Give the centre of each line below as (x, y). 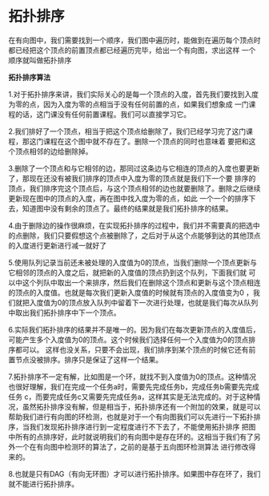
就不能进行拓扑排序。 (43, 484)
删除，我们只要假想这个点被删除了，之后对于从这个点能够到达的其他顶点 (141, 235)
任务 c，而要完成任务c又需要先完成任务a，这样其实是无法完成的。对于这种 (131, 397)
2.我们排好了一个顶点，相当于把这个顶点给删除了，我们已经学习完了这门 (127, 131)
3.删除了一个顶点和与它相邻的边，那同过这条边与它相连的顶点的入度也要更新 (134, 168)
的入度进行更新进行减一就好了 (57, 245)
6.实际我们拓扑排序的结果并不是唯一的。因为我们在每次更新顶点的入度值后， (134, 329)
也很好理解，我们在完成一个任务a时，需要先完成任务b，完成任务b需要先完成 (134, 386)
